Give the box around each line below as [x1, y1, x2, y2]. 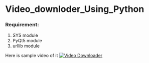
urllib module [12, 43, 40, 49]
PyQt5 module [12, 38, 43, 44]
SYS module [12, 32, 39, 38]
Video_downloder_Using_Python [5, 3, 144, 15]
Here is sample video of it [5, 53, 58, 59]
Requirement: [5, 21, 39, 28]
